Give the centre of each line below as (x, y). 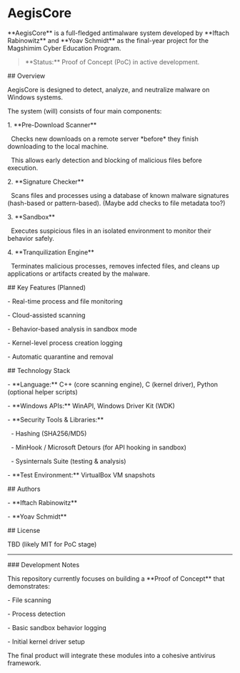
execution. (23, 168)
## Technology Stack (39, 370)
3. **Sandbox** (31, 216)
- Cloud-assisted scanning (46, 315)
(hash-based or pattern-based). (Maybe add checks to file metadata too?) (116, 203)
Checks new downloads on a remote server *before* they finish (104, 139)
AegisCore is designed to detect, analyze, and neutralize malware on (109, 89)
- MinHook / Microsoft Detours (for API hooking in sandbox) (99, 447)
